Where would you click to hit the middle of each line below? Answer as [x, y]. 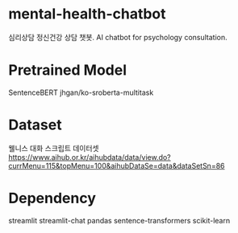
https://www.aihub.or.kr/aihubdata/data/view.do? [90, 157]
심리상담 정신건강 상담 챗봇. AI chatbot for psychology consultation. [118, 37]
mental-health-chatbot [88, 14]
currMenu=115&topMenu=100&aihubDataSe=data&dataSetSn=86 [117, 166]
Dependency [52, 198]
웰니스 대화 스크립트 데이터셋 [54, 148]
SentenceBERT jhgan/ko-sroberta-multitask [81, 92]
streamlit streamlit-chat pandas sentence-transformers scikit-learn [119, 220]
